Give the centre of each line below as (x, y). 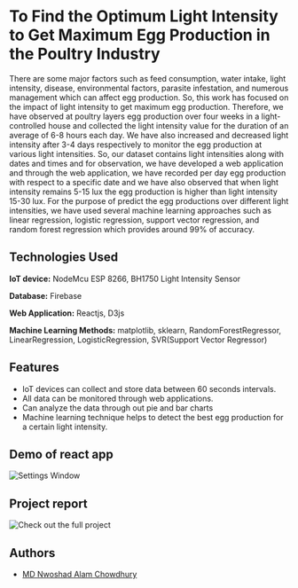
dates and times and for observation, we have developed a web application (146, 163)
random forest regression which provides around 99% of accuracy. (132, 229)
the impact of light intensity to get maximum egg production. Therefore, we (146, 106)
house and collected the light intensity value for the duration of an (169, 125)
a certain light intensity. (65, 427)
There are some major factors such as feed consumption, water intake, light (148, 78)
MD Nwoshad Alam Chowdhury (79, 574)
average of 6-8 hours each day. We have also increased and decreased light (149, 135)
